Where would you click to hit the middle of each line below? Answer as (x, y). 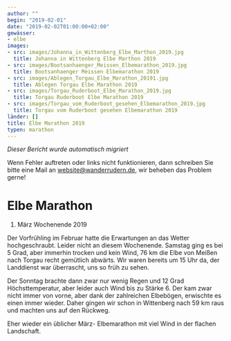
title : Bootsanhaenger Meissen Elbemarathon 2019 (86, 71)
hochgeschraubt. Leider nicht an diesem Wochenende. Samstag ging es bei (115, 245)
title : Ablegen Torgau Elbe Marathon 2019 (75, 85)
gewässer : (21, 33)
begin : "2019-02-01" (37, 20)
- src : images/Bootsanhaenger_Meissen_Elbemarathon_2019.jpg (97, 65)
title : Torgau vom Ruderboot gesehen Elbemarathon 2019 (95, 110)
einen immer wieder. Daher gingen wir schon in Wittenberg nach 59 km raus (116, 303)
